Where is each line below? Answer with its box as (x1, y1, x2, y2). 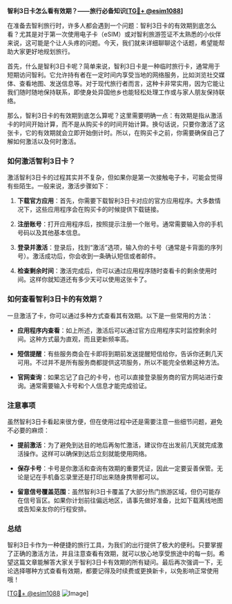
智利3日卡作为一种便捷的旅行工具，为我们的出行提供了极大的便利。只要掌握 (7, 541, 223, 549)
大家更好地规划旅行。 (12, 48, 74, 55)
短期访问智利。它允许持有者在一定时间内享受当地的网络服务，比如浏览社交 (7, 71, 219, 79)
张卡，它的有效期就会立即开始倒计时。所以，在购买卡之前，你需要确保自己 (7, 129, 219, 137)
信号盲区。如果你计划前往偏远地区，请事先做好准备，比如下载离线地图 (23, 496, 223, 504)
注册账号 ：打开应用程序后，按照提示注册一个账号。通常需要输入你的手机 (17, 220, 223, 228)
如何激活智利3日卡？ (7, 156, 76, 165)
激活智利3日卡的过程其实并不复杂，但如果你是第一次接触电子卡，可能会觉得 (7, 173, 223, 182)
